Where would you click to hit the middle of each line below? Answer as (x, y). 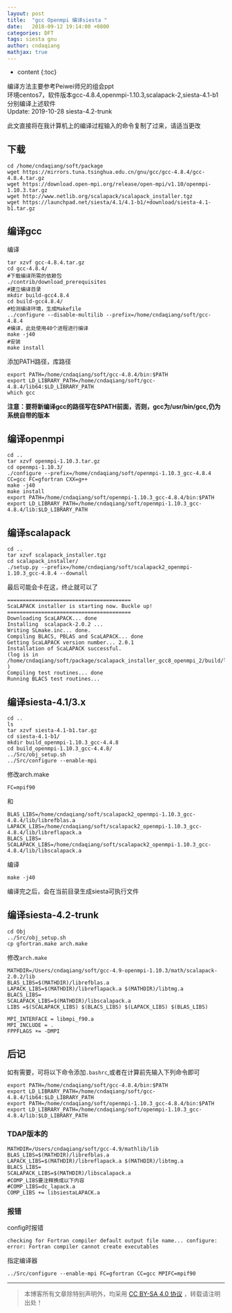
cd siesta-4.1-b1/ (33, 736)
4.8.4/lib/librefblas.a (41, 820)
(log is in (23, 655)
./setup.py (23, 568)
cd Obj (17, 931)
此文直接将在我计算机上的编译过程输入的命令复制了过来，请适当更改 (104, 125)
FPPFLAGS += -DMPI (33, 1031)
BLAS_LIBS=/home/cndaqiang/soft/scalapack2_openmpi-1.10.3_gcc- (101, 814)
